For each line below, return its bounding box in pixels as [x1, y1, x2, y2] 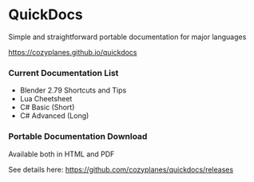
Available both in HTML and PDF [8, 149, 115, 159]
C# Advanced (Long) [19, 111, 89, 121]
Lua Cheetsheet [19, 94, 73, 104]
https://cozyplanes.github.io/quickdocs [8, 47, 137, 57]
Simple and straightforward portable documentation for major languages [8, 32, 247, 42]
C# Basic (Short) [19, 102, 75, 113]
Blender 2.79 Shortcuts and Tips [19, 85, 127, 95]
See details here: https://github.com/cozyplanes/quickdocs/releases [8, 164, 234, 174]
